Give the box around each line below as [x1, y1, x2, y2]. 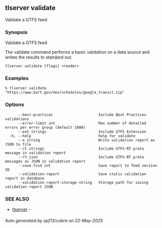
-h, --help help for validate [9, 133, 136, 138]
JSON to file [5, 142, 32, 147]
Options [5, 101, 24, 108]
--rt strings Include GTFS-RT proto [17, 146, 145, 151]
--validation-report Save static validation [17, 171, 146, 176]
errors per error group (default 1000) [5, 125, 86, 130]
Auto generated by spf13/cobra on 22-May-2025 [5, 217, 103, 223]
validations [5, 116, 29, 122]
